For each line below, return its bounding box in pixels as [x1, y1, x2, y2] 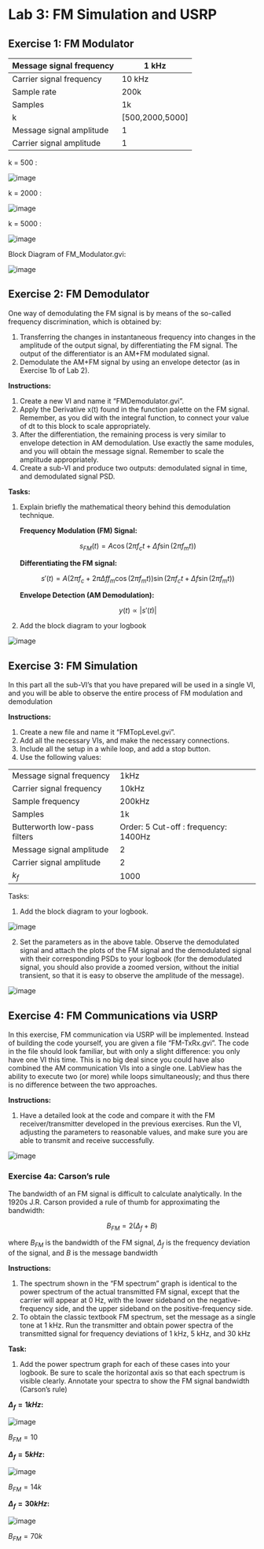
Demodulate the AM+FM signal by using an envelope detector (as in [19, 357, 240, 367]
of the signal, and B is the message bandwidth [8, 1248, 159, 1258]
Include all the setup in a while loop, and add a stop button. [19, 744, 211, 754]
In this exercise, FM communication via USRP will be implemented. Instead [8, 1030, 249, 1040]
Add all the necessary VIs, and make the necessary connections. [19, 735, 230, 746]
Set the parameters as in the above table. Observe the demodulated [19, 937, 240, 947]
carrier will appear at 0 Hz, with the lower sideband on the [19, 1295, 208, 1305]
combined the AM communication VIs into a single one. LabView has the [8, 1063, 242, 1073]
